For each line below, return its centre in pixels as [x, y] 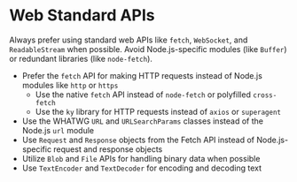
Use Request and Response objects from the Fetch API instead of [138, 140]
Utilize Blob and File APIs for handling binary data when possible [141, 158]
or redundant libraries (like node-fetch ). [81, 58]
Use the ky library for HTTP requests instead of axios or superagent [158, 111]
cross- [265, 95]
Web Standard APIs [82, 15]
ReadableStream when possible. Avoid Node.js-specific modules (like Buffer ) [148, 49]
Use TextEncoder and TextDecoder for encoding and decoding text [142, 168]
